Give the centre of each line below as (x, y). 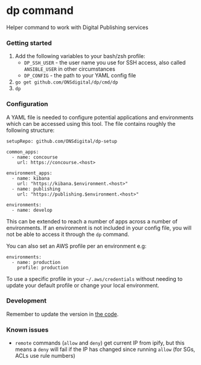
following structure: (30, 130)
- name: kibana (31, 178)
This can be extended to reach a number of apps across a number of (92, 221)
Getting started (29, 43)
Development (27, 301)
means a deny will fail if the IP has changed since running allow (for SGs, (105, 349)
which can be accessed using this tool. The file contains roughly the (91, 123)
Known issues (27, 329)
